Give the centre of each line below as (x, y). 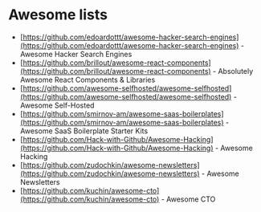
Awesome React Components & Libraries (88, 79)
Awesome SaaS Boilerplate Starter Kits (84, 131)
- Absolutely (233, 71)
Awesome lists (58, 15)
